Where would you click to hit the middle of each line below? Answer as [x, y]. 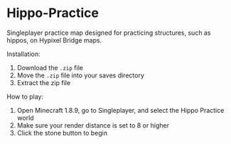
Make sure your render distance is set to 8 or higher [93, 125]
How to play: [25, 96]
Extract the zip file [44, 82]
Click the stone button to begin [62, 133]
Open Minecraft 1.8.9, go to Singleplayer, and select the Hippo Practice [120, 110]
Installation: [23, 54]
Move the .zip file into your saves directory [81, 75]
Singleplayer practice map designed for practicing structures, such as [109, 33]
